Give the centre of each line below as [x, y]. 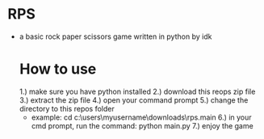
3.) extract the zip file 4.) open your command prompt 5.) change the [134, 100]
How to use [58, 69]
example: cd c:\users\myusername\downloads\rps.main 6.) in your [141, 117]
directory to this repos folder [67, 108]
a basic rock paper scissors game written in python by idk [115, 36]
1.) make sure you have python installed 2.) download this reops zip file [137, 91]
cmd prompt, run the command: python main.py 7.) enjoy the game [142, 125]
